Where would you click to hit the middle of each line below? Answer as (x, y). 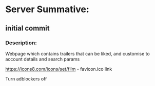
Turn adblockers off (26, 79)
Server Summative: (47, 9)
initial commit (27, 28)
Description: (21, 43)
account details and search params (43, 59)
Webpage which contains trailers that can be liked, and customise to (77, 53)
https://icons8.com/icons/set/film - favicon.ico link (59, 69)
